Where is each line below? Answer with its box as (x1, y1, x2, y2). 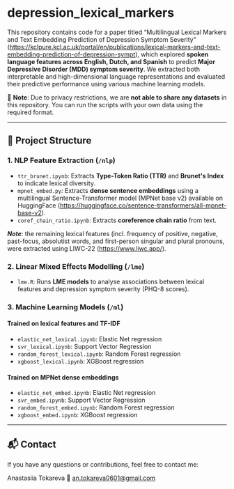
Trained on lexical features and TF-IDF (7, 319, 120, 328)
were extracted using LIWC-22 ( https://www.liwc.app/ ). (7, 244, 166, 252)
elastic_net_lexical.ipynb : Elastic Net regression (17, 335, 162, 343)
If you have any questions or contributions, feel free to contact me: (7, 460, 199, 469)
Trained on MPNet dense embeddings (7, 373, 119, 381)
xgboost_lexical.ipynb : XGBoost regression (17, 357, 144, 366)
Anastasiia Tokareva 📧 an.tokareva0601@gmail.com (7, 474, 156, 482)
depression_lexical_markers (7, 5, 175, 21)
